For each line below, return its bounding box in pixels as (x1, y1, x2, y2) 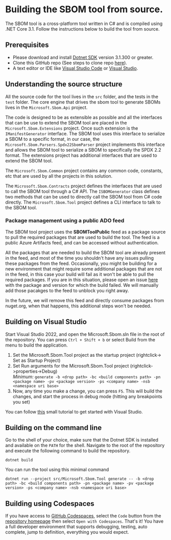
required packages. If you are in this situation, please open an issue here (5, 277, 158, 283)
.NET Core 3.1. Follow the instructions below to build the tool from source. (5, 26, 160, 32)
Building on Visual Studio (5, 317, 87, 326)
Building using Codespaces (5, 499, 94, 508)
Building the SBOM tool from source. (5, 4, 163, 15)
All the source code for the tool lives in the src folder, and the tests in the (5, 93, 158, 100)
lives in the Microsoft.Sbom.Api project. (5, 104, 88, 110)
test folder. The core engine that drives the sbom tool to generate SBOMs (5, 99, 161, 105)
